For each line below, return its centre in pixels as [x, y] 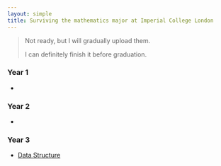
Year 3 [19, 140]
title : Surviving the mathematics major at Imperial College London [110, 20]
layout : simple [30, 14]
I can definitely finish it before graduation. [86, 54]
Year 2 [19, 106]
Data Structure [39, 155]
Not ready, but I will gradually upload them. [87, 40]
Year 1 [18, 73]
